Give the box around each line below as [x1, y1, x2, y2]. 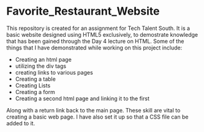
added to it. [6, 119, 36, 127]
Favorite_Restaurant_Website [6, 4, 160, 18]
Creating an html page [15, 56, 72, 63]
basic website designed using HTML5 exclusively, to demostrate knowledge [6, 31, 198, 38]
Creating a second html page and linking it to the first [15, 95, 150, 102]
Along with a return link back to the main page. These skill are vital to [6, 106, 181, 114]
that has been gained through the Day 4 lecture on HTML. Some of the [6, 37, 184, 45]
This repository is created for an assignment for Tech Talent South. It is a [6, 24, 191, 32]
